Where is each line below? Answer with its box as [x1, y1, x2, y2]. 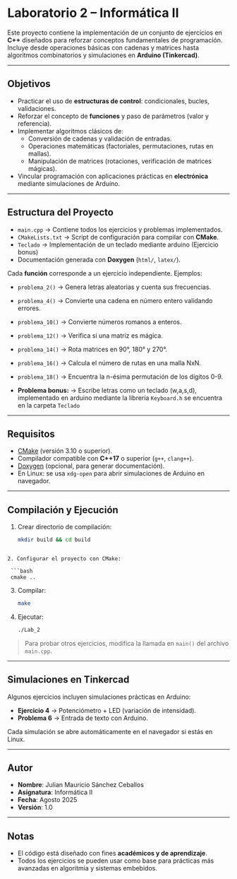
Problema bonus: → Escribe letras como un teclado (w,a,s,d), [17, 386, 197, 394]
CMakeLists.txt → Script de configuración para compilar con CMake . [17, 232, 219, 241]
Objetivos [7, 78, 51, 90]
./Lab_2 [17, 626, 40, 633]
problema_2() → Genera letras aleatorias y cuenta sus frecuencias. [17, 283, 212, 291]
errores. [17, 304, 41, 312]
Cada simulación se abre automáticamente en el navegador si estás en [7, 727, 213, 736]
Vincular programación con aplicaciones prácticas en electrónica [17, 172, 209, 180]
